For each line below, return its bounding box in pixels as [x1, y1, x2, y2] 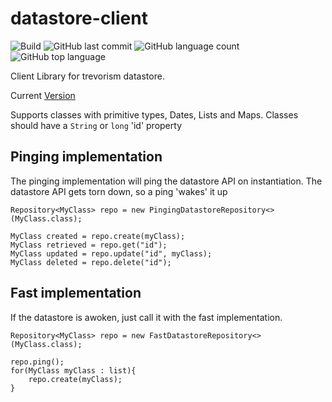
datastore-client [10, 7, 148, 30]
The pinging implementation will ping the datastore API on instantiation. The [10, 175, 323, 187]
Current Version [10, 89, 76, 101]
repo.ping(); [10, 357, 65, 367]
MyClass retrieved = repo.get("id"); [10, 240, 168, 250]
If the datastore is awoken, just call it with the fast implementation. [10, 311, 283, 323]
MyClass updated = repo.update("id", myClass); [10, 248, 213, 259]
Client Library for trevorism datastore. [10, 70, 165, 82]
